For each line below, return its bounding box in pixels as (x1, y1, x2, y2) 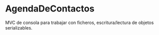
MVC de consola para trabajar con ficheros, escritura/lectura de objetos (5, 19, 154, 25)
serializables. (5, 24, 33, 30)
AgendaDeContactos (5, 3, 95, 14)
